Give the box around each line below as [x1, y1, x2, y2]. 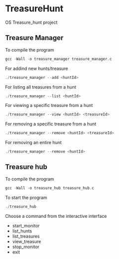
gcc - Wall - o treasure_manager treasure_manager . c [5, 56, 112, 61]
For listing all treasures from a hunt [5, 84, 76, 90]
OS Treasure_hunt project [5, 19, 58, 25]
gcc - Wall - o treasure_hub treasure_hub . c [5, 185, 94, 191]
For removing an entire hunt [5, 140, 62, 146]
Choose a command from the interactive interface [5, 213, 107, 219]
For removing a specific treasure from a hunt [5, 121, 97, 127]
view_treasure [12, 238, 41, 244]
